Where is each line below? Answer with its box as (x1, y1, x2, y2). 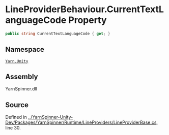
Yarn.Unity (5, 58, 29, 64)
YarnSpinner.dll (5, 86, 37, 92)
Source (5, 100, 29, 109)
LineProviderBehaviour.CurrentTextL (5, 4, 164, 15)
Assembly (5, 73, 38, 81)
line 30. (5, 125, 21, 131)
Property (68, 14, 107, 26)
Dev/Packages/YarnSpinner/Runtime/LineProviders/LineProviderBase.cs (5, 119, 157, 125)
